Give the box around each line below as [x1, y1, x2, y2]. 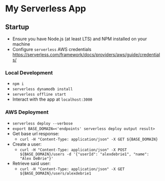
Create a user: [12, 141, 42, 147]
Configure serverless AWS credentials [12, 47, 92, 52]
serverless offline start [12, 92, 66, 97]
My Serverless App [5, 3, 86, 14]
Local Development [5, 69, 53, 76]
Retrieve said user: [12, 160, 51, 166]
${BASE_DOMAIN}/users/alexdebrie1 [19, 171, 91, 176]
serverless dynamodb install [12, 87, 73, 92]
